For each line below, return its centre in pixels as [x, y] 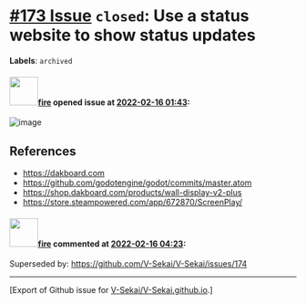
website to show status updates [133, 35]
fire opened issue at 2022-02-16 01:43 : [114, 102]
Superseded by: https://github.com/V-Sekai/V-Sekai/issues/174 [128, 264]
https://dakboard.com [63, 173]
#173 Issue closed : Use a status [129, 16]
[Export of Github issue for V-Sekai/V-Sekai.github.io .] [111, 290]
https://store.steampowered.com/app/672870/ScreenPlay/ [133, 202]
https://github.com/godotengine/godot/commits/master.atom [137, 183]
